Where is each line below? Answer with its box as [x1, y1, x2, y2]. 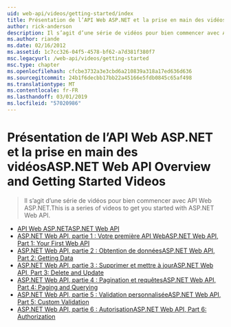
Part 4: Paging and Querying [16, 283, 98, 291]
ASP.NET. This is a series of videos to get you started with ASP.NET [23, 204, 214, 212]
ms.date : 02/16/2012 [7, 42, 67, 49]
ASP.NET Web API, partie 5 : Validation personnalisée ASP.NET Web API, [16, 290, 221, 299]
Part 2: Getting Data [16, 253, 74, 262]
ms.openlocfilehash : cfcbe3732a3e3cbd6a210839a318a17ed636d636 [7, 68, 192, 75]
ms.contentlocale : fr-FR [7, 87, 78, 94]
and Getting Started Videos [7, 174, 166, 190]
